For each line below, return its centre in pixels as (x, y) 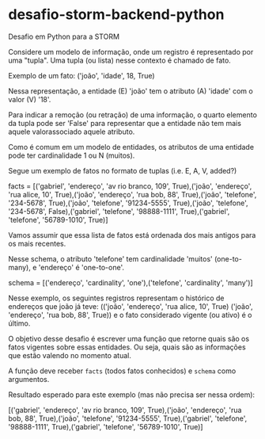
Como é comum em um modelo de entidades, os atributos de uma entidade (131, 147)
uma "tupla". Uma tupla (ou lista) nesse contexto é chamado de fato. (119, 60)
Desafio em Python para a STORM (64, 36)
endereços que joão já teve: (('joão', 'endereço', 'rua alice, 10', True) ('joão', (131, 306)
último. (19, 323)
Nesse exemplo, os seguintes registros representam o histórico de (116, 298)
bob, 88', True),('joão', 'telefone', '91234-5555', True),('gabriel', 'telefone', (128, 418)
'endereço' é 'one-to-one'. (81, 267)
